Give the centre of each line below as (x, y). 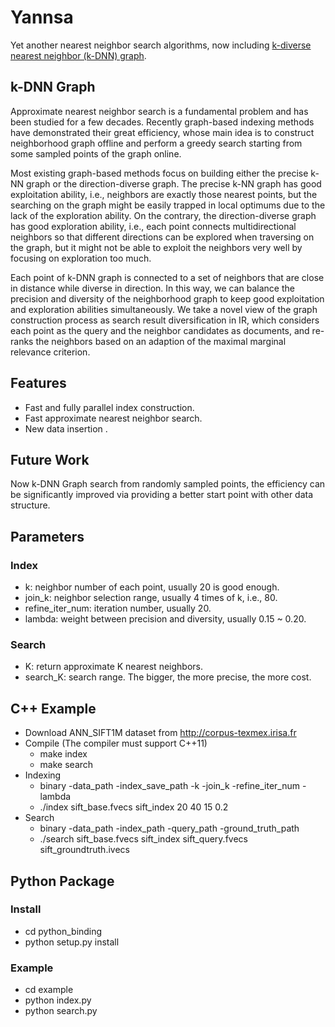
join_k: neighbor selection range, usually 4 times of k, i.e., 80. (151, 598)
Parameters (47, 536)
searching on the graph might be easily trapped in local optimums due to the (168, 205)
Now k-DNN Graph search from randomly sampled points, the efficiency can (168, 484)
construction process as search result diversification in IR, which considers (165, 320)
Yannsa (42, 17)
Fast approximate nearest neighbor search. (113, 418)
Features (38, 383)
